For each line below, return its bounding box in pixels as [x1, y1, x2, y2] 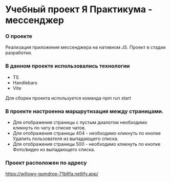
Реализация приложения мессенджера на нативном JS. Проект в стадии [5, 44, 166, 51]
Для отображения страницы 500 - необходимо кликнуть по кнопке [12, 141, 161, 147]
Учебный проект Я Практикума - [5, 4, 153, 15]
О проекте [5, 33, 32, 40]
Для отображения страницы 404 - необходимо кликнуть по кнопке [12, 130, 161, 136]
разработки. [5, 50, 32, 56]
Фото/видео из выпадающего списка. [12, 147, 96, 153]
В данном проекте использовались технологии [5, 62, 130, 70]
